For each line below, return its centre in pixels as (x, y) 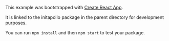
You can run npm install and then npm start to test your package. (75, 33)
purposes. (16, 23)
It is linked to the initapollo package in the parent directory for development (85, 17)
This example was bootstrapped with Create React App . (64, 7)
